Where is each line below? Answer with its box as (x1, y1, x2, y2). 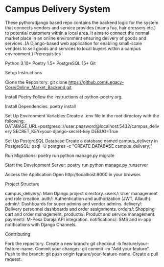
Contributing (5, 231, 30, 237)
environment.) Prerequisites (5, 50, 61, 57)
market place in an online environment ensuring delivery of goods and (5, 35, 147, 41)
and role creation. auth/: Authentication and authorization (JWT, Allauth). (5, 196, 152, 201)
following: (5, 118, 25, 124)
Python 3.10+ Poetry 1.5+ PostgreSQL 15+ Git (5, 60, 96, 66)
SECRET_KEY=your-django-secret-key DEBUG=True (13, 128, 118, 134)
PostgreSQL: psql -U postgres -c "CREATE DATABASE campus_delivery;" (5, 143, 153, 149)
